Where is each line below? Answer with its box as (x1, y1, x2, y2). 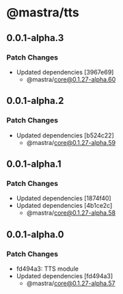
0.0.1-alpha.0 (6, 228, 64, 240)
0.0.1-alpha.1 (6, 158, 62, 170)
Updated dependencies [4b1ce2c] (16, 202, 113, 210)
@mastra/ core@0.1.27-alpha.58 (26, 209, 116, 217)
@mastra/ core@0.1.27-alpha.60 (26, 75, 116, 83)
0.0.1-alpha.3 (6, 32, 64, 44)
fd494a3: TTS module (16, 265, 79, 273)
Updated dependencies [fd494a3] (16, 271, 113, 280)
